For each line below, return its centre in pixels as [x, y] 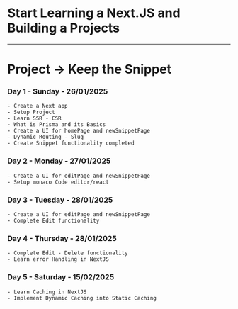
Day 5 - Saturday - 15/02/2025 [61, 277]
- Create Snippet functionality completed [71, 143]
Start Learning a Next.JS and [94, 13]
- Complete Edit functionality [53, 221]
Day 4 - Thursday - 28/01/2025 [62, 238]
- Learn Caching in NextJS [47, 292]
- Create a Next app [38, 106]
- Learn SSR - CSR [34, 118]
